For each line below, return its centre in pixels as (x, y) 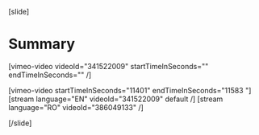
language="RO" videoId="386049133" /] (76, 107)
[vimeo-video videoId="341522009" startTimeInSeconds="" (109, 66)
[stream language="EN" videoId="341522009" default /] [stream (116, 99)
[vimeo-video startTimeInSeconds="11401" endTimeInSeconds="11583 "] (130, 90)
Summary (42, 44)
